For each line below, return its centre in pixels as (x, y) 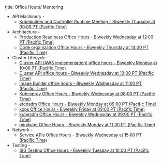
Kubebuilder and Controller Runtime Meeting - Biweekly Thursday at (87, 22)
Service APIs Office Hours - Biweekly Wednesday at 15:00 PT (81, 135)
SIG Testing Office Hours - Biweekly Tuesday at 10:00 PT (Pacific (84, 150)
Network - (22, 130)
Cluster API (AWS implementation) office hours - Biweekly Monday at (88, 63)
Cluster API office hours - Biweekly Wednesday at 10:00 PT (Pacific (86, 73)
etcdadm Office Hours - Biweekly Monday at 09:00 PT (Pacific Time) (88, 104)
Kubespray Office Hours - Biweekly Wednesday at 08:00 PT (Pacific (87, 94)
